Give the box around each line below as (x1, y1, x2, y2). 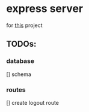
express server (6, 2, 83, 16)
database (6, 57, 35, 65)
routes (6, 86, 26, 94)
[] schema (6, 71, 32, 78)
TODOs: (6, 39, 37, 49)
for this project (6, 22, 43, 29)
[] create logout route (6, 99, 59, 106)
